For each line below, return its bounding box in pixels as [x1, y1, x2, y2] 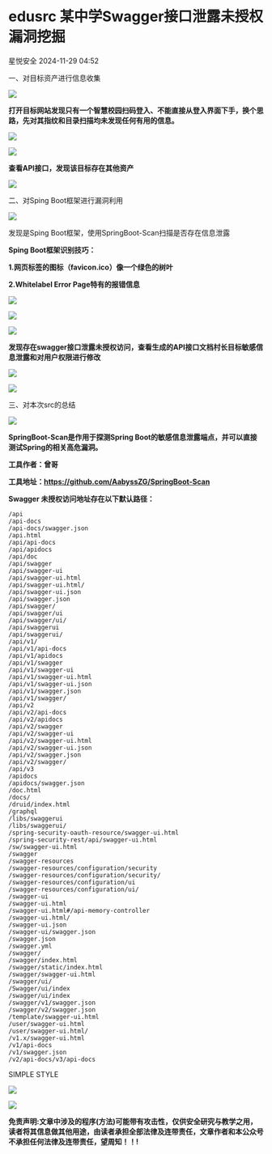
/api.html [8, 531, 42, 539]
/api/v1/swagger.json [8, 687, 82, 695]
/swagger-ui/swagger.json [8, 927, 96, 936]
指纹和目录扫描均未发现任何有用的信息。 [43, 115, 179, 125]
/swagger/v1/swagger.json [8, 999, 96, 1007]
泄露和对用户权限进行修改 [15, 352, 101, 362]
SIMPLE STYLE [8, 1069, 59, 1079]
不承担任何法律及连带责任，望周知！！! [8, 1136, 139, 1146]
